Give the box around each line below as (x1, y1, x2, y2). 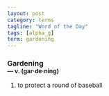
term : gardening (7, 36, 54, 43)
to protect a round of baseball (17, 81, 103, 90)
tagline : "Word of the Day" (7, 23, 89, 30)
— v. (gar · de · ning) (7, 67, 59, 75)
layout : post (7, 10, 45, 17)
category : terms (7, 17, 54, 23)
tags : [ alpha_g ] (7, 29, 54, 37)
